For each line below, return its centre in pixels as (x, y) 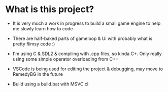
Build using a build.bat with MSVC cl (51, 84)
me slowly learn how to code (43, 28)
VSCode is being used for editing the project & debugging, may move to (88, 69)
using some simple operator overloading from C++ (65, 59)
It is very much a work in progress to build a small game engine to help (87, 23)
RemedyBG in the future (38, 74)
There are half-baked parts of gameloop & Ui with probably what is (82, 38)
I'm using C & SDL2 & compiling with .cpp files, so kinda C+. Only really (87, 54)
